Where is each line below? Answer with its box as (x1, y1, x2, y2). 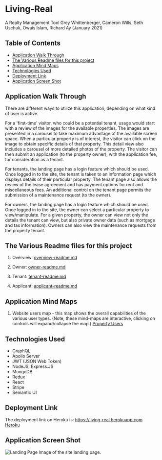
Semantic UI (12, 389, 37, 395)
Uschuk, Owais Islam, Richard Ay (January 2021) (5, 24, 103, 30)
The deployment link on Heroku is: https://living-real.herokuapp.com (5, 416, 143, 422)
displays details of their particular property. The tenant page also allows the (5, 176, 157, 182)
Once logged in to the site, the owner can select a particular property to (5, 207, 149, 213)
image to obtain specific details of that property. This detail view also (5, 141, 144, 146)
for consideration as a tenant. (5, 156, 64, 162)
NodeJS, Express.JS (12, 363, 54, 369)
